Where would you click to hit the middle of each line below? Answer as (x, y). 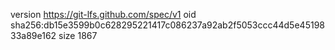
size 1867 (78, 35)
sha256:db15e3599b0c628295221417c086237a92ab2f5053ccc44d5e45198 (167, 25)
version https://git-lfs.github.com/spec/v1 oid (103, 14)
